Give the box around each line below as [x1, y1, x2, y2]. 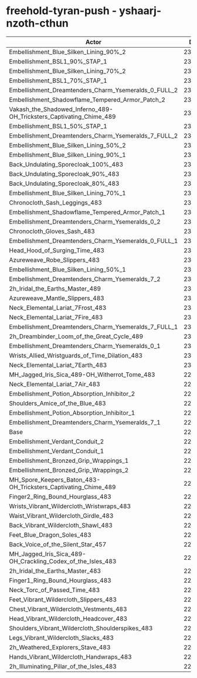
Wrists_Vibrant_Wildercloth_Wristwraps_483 [9, 502, 131, 510]
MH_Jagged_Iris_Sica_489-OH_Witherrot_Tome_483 [9, 370, 155, 379]
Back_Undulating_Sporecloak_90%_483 [9, 169, 120, 178]
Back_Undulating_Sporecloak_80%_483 [9, 179, 120, 188]
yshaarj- [119, 4, 162, 18]
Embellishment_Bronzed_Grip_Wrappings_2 [9, 466, 129, 474]
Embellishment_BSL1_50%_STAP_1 [9, 122, 107, 130]
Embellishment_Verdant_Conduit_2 [9, 437, 104, 445]
